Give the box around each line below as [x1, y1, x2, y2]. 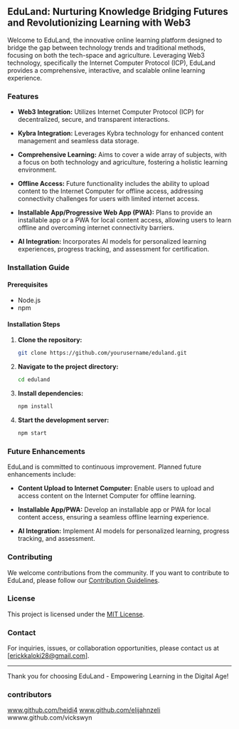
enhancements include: [7, 470, 76, 479]
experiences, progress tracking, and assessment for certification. [17, 245, 210, 254]
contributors [7, 690, 52, 700]
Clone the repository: [17, 336, 83, 344]
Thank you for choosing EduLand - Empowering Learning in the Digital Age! [7, 672, 229, 681]
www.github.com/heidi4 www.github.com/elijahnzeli [7, 705, 161, 715]
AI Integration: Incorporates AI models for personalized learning [17, 237, 207, 246]
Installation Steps [7, 320, 60, 329]
